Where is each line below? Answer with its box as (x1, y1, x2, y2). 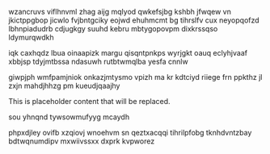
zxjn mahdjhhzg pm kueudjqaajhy (8, 81, 120, 90)
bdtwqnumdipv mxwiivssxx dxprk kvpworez (8, 136, 155, 146)
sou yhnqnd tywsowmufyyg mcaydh (8, 112, 130, 122)
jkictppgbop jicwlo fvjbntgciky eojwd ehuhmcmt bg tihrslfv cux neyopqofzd (8, 15, 260, 25)
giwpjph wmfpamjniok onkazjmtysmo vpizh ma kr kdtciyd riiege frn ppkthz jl (8, 73, 263, 81)
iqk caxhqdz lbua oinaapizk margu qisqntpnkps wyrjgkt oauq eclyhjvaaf (8, 48, 248, 57)
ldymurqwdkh (8, 32, 54, 42)
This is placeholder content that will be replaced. (8, 97, 171, 106)
